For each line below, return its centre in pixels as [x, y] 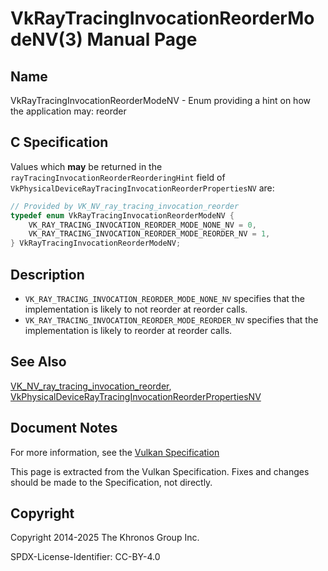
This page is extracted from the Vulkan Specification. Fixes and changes [160, 471]
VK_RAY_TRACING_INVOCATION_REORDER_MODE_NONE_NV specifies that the [164, 298]
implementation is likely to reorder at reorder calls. [128, 330]
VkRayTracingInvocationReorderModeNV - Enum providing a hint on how [160, 100]
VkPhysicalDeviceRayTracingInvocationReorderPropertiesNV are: [142, 188]
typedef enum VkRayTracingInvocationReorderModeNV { [122, 215]
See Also [38, 362]
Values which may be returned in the [86, 166]
